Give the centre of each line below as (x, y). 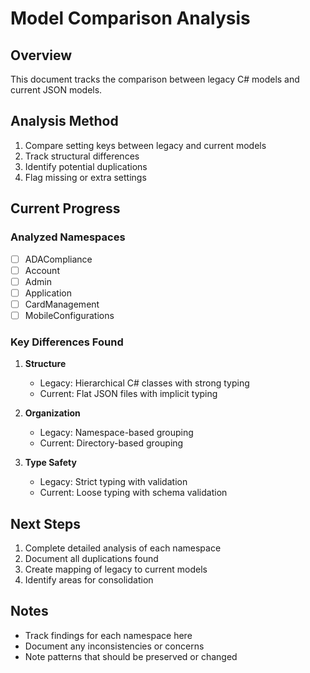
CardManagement (62, 304)
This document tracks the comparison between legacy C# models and (155, 79)
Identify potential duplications (86, 166)
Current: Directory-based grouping (111, 443)
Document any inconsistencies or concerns (114, 646)
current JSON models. (56, 90)
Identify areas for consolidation (89, 579)
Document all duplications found (91, 558)
